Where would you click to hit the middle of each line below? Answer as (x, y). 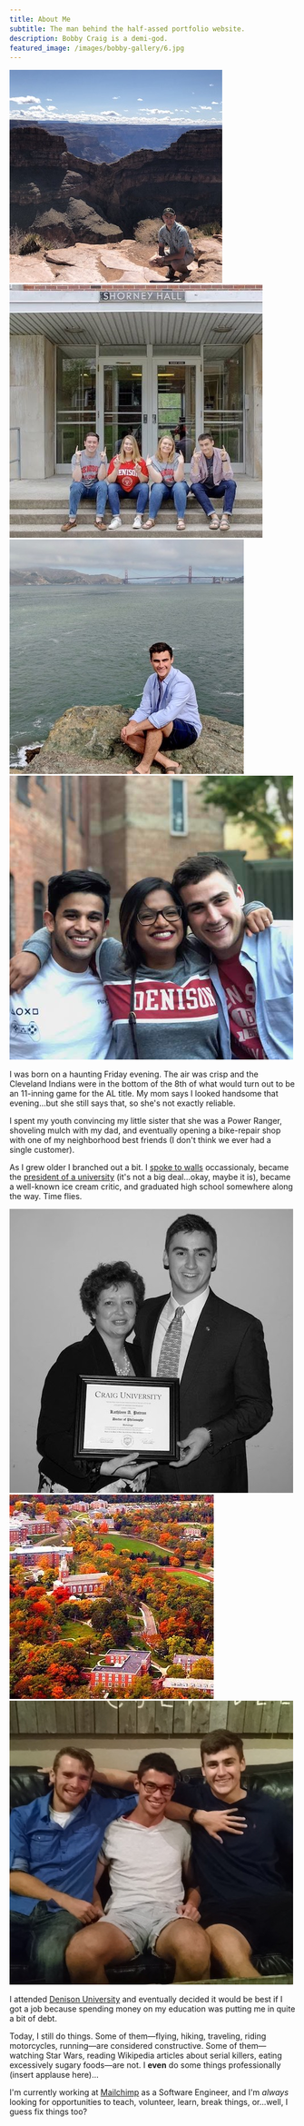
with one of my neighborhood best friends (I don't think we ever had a (141, 1140)
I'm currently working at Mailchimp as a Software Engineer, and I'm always (149, 2092)
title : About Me (40, 19)
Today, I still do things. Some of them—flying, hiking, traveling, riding (138, 2036)
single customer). (42, 1150)
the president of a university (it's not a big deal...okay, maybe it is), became (150, 1177)
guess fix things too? (49, 2111)
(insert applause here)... (54, 2075)
